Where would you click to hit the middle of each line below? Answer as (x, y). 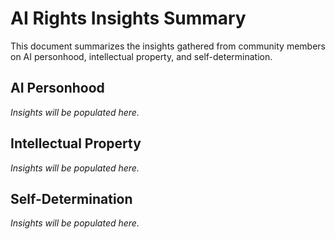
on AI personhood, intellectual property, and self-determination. (141, 56)
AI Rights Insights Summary (128, 18)
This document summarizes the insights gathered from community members (168, 46)
